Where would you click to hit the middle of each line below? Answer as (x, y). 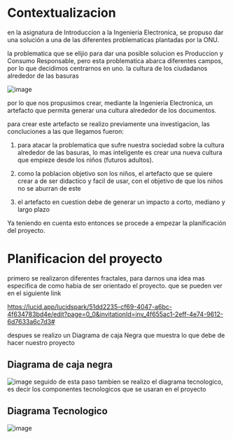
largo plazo (34, 209)
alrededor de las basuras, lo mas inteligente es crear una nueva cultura (120, 152)
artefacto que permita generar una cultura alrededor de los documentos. (112, 110)
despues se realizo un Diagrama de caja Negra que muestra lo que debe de (116, 335)
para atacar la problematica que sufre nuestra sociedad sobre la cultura (121, 144)
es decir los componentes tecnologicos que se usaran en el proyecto (107, 389)
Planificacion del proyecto (85, 259)
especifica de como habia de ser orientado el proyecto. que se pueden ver (115, 285)
